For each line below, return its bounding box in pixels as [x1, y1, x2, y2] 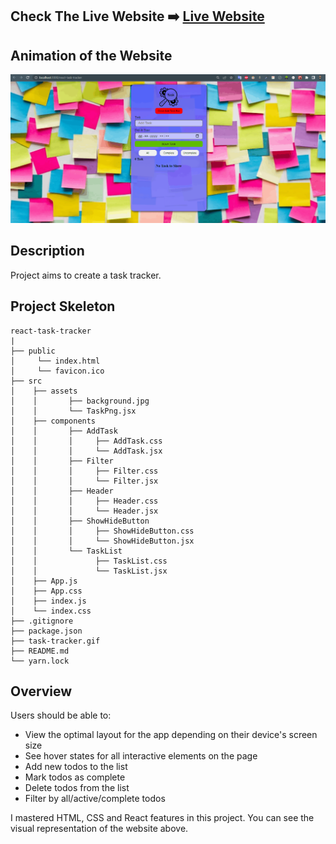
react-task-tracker [10, 326, 92, 336]
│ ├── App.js [10, 576, 78, 586]
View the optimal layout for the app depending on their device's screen [24, 729, 318, 741]
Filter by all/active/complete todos [24, 793, 166, 805]
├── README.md [10, 646, 70, 656]
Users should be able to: [10, 709, 112, 722]
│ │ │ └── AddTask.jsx [10, 446, 163, 456]
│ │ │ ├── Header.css [10, 496, 159, 506]
